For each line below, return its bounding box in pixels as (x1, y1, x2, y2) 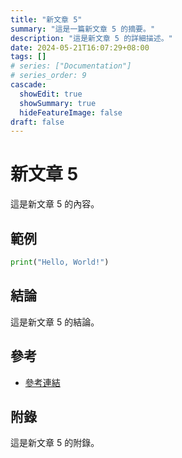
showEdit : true (19, 89, 83, 99)
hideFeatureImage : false (19, 107, 123, 118)
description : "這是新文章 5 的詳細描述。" (10, 33, 173, 43)
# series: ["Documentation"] (10, 61, 132, 71)
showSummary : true (19, 98, 97, 108)
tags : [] (10, 52, 47, 62)
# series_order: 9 (10, 71, 87, 81)
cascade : (10, 80, 47, 90)
